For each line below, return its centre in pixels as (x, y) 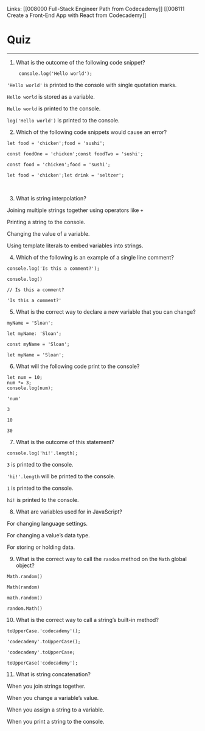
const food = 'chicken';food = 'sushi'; (59, 164)
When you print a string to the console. (56, 721)
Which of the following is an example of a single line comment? (95, 257)
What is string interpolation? (51, 198)
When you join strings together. (46, 686)
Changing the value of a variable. (48, 233)
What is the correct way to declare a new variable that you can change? (106, 312)
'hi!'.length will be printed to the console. (61, 476)
